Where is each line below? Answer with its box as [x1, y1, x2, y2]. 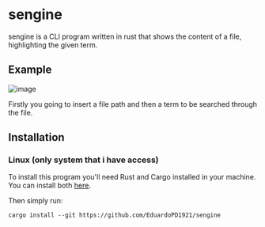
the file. [8, 108, 33, 117]
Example [8, 63, 52, 77]
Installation [8, 131, 65, 144]
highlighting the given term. [8, 40, 98, 49]
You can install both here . [8, 180, 91, 191]
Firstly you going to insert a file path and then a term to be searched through [8, 99, 258, 108]
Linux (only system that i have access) [8, 154, 159, 165]
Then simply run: [8, 196, 63, 206]
